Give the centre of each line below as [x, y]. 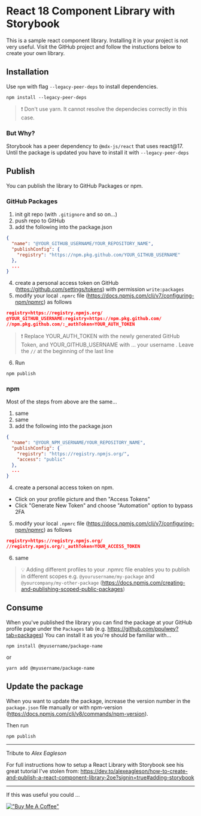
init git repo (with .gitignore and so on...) [66, 215]
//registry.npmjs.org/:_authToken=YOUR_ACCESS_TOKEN [73, 547]
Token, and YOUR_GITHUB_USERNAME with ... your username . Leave [107, 344]
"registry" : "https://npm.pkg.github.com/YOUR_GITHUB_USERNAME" [99, 255]
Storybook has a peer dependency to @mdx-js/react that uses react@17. [95, 146]
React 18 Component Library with [91, 11]
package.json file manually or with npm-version [64, 707]
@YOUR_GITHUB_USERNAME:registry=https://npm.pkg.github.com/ [84, 319]
